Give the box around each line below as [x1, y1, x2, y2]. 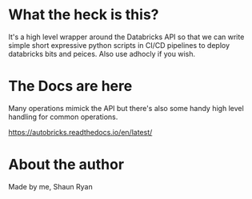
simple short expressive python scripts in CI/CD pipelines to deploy [8, 40, 230, 50]
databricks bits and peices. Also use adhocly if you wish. [8, 49, 196, 58]
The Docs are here [8, 78, 133, 95]
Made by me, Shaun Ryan [8, 181, 94, 191]
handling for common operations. [8, 112, 118, 121]
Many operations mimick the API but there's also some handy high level [8, 103, 244, 113]
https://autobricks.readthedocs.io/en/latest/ [8, 127, 153, 137]
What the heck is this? [8, 6, 159, 24]
